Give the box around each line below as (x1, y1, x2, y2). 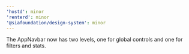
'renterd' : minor (6, 14, 50, 20)
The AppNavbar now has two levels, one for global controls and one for (6, 36, 183, 43)
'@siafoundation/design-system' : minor (6, 20, 106, 26)
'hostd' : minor (6, 8, 44, 15)
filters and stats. (6, 42, 46, 49)
